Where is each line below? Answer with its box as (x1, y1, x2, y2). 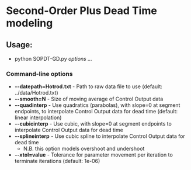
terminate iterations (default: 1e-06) (14, 158, 100, 165)
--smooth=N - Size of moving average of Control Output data (14, 95, 164, 103)
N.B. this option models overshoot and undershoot (23, 145, 145, 152)
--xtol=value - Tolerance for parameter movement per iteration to (14, 151, 173, 158)
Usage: (6, 40, 33, 50)
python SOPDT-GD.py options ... (14, 55, 92, 62)
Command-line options (6, 70, 73, 78)
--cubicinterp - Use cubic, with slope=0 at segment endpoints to (14, 120, 172, 127)
